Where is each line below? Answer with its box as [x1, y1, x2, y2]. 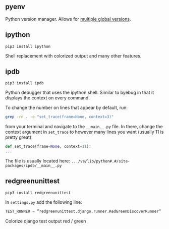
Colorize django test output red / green [5, 218, 86, 224]
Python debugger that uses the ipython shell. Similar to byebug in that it [5, 89, 154, 96]
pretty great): [5, 134, 33, 140]
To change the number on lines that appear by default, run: [5, 104, 128, 111]
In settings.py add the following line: [5, 199, 82, 205]
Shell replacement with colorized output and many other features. [5, 52, 142, 59]
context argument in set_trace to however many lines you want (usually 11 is [5, 129, 164, 135]
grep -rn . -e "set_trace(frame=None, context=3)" [5, 115, 114, 120]
